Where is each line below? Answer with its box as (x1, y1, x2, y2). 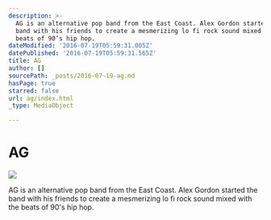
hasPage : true (8, 79, 56, 87)
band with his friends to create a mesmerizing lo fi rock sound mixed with (8, 194, 252, 204)
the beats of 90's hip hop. (8, 202, 94, 212)
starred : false (8, 86, 60, 95)
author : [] (8, 64, 45, 73)
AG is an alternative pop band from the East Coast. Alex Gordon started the (8, 185, 258, 195)
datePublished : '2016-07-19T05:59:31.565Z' (8, 49, 157, 57)
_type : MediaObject (8, 102, 74, 110)
